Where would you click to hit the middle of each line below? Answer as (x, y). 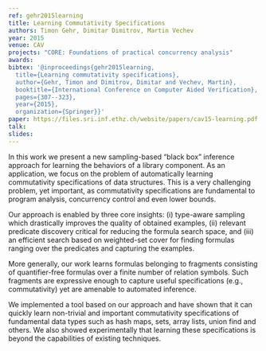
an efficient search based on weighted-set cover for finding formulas (121, 240)
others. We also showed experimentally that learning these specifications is (132, 330)
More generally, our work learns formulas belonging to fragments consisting (133, 263)
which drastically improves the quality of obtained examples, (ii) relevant (127, 223)
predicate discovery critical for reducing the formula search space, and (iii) (131, 231)
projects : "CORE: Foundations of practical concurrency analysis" (121, 53)
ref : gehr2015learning (46, 16)
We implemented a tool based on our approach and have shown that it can (131, 304)
